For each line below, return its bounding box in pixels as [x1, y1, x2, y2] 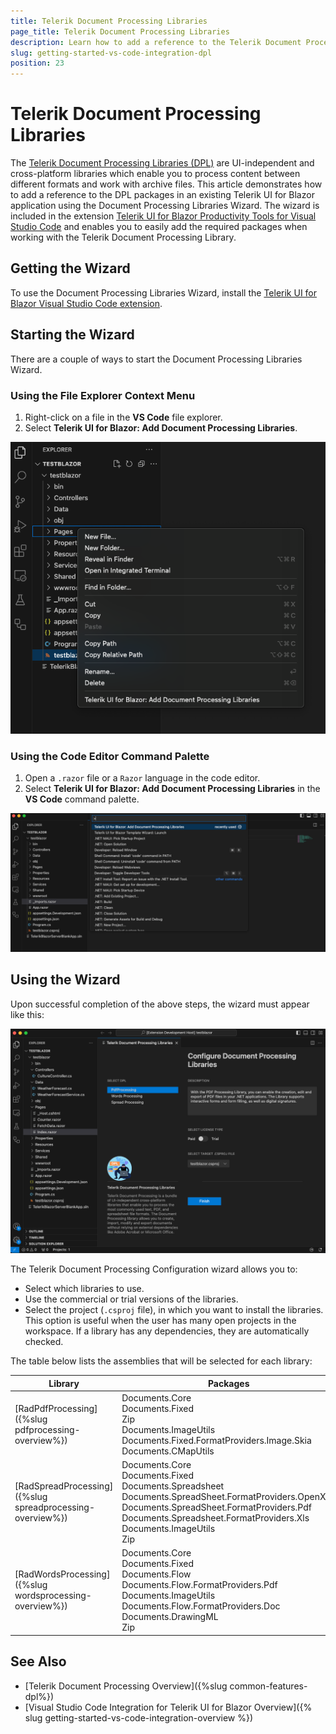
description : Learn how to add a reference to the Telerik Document [10, 37, 302, 47]
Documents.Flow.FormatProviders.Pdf [121, 1579, 278, 1591]
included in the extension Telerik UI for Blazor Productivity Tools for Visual [10, 210, 317, 222]
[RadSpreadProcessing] [14, 1480, 114, 1492]
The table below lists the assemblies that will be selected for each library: [10, 1355, 313, 1367]
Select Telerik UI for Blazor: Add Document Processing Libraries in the [24, 783, 321, 795]
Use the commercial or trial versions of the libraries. [24, 1293, 239, 1305]
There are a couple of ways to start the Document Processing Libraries [10, 353, 303, 365]
